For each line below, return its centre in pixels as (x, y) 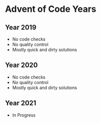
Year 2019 (21, 27)
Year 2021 (21, 103)
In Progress (24, 115)
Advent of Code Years (51, 9)
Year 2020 (22, 65)
